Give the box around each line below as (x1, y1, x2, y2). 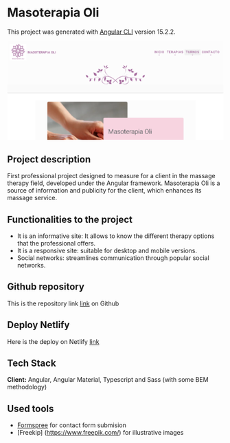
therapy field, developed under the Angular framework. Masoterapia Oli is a (7, 179, 220, 187)
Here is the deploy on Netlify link (7, 337, 100, 345)
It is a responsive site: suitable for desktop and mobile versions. (16, 246, 198, 255)
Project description (7, 153, 91, 165)
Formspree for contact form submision (16, 421, 127, 429)
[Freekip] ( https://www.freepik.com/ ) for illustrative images (16, 429, 184, 437)
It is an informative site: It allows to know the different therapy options (16, 232, 215, 240)
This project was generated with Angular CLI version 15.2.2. (7, 28, 176, 36)
